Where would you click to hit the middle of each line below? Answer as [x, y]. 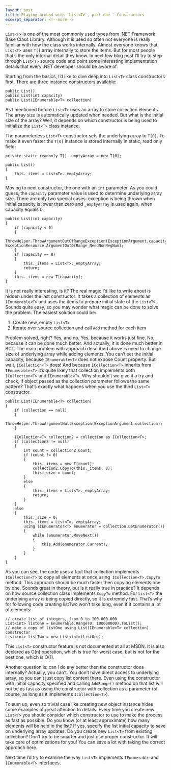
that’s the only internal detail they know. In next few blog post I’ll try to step [84, 56]
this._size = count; [54, 473]
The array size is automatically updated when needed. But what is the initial [84, 115]
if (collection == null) [41, 411]
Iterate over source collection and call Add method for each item [79, 328]
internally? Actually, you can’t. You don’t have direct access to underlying [82, 672]
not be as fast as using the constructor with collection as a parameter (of [82, 689]
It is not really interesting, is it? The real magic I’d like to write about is [78, 291]
